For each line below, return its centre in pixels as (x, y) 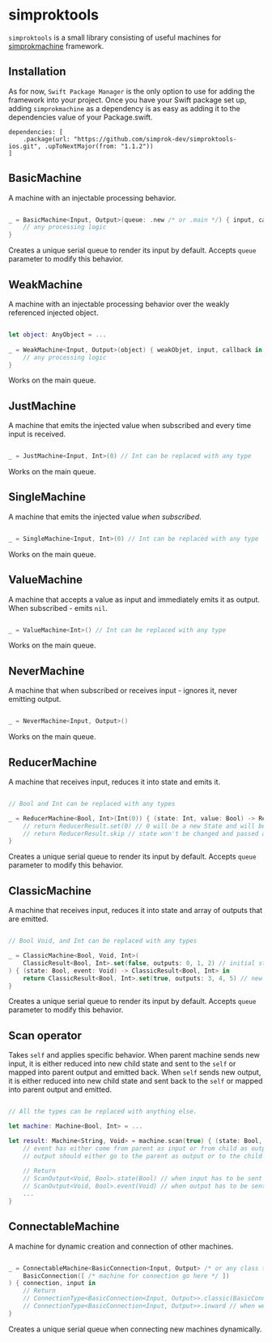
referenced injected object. (53, 313)
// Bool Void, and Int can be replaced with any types (103, 941)
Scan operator (45, 1035)
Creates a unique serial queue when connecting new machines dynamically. (135, 1329)
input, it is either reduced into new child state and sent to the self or (122, 1064)
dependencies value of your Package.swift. (81, 117)
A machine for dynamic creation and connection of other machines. (121, 1246)
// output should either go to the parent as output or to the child (143, 1156)
